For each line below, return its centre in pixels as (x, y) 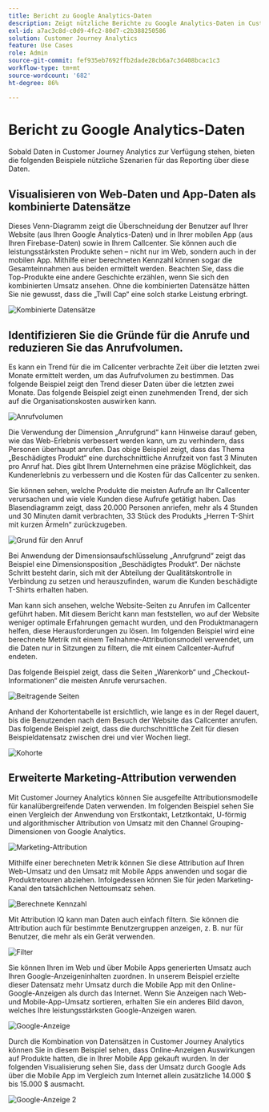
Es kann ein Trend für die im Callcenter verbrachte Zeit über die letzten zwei (134, 367)
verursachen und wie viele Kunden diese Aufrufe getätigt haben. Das (122, 499)
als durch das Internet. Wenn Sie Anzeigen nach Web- (157, 993)
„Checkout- (231, 672)
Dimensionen (30, 831)
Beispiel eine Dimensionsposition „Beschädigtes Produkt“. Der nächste (124, 564)
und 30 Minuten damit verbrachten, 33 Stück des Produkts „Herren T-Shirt (131, 516)
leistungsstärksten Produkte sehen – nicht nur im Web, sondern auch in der (132, 252)
